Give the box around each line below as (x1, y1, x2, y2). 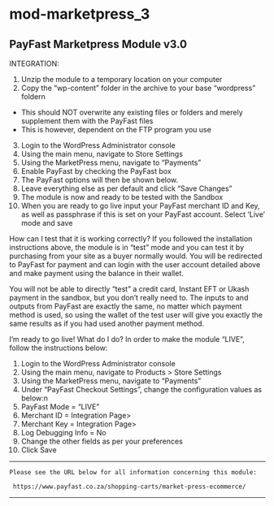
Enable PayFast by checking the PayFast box (20, 167, 172, 175)
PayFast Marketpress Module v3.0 (9, 37, 188, 51)
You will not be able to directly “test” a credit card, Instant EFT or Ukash (9, 284, 250, 293)
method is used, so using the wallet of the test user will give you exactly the (9, 310, 263, 319)
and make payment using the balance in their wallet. (9, 269, 184, 278)
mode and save (20, 218, 73, 227)
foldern (20, 92, 46, 102)
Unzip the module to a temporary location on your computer (20, 75, 223, 84)
